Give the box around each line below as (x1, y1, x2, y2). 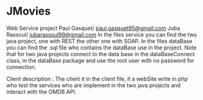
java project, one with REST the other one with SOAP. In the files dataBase (6, 37, 193, 45)
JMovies (6, 4, 51, 18)
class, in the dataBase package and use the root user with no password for (6, 57, 194, 64)
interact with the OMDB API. (6, 88, 77, 95)
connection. (6, 63, 37, 71)
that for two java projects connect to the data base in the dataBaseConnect (6, 50, 195, 57)
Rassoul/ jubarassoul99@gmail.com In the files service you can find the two (6, 30, 197, 38)
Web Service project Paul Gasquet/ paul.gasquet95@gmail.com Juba (6, 24, 180, 32)
